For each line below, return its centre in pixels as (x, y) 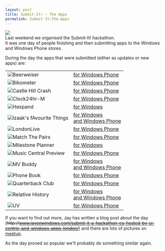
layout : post (19, 10)
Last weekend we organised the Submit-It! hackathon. (60, 38)
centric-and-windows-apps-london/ (42, 228)
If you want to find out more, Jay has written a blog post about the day (77, 218)
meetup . (14, 234)
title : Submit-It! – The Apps (36, 14)
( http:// (12, 223)
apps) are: (16, 63)
